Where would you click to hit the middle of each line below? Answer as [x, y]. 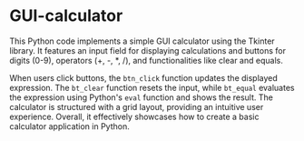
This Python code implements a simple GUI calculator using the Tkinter [142, 41]
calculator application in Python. [69, 126]
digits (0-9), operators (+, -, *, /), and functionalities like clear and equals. [146, 60]
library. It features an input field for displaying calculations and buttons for [147, 50]
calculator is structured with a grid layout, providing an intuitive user [137, 106]
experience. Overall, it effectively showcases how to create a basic [134, 116]
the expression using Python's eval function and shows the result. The [142, 97]
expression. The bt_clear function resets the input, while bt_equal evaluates [152, 87]
